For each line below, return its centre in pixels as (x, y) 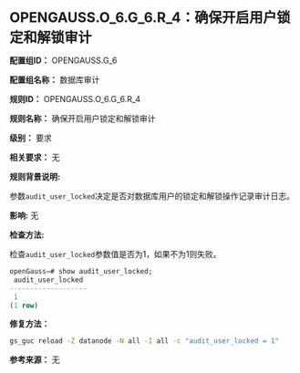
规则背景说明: (35, 176)
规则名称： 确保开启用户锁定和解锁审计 (83, 119)
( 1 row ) (24, 306)
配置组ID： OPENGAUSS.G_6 (63, 60)
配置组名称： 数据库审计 (55, 80)
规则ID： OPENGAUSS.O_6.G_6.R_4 (75, 99)
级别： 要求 (31, 138)
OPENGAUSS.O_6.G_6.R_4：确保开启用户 (143, 18)
